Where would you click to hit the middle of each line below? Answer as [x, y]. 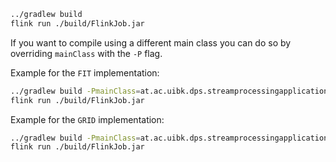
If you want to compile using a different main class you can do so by [151, 42]
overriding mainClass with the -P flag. [86, 53]
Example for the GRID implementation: [87, 119]
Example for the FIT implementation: [85, 72]
